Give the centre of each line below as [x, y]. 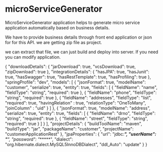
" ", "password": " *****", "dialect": [39, 139]
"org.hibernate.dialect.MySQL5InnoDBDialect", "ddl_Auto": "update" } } [76, 144]
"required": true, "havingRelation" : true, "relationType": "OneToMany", [76, 103]
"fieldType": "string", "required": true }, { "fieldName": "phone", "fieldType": [81, 92]
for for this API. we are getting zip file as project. [54, 42]
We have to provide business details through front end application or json [79, 37]
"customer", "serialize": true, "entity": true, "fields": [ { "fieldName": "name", [81, 87]
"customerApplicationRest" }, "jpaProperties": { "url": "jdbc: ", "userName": [81, 134]
